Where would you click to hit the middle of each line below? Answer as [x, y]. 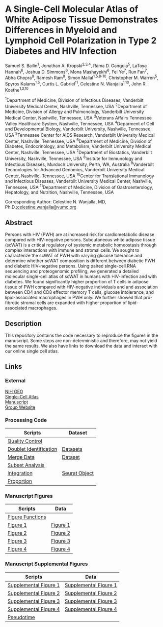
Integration [20, 473]
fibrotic [12, 303]
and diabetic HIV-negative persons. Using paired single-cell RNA [71, 266]
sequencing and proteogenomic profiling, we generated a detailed [72, 271]
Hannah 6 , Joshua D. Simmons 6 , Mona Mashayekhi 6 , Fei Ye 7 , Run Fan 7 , [77, 71]
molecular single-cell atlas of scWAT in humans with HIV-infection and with [81, 276]
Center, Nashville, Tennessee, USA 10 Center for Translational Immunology [80, 175]
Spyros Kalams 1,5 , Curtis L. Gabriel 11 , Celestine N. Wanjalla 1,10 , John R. [76, 83]
